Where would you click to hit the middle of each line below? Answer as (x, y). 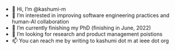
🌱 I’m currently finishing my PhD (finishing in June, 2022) (81, 28)
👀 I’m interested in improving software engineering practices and (90, 15)
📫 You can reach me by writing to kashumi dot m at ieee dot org (90, 41)
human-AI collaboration (40, 21)
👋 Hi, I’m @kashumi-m (39, 9)
